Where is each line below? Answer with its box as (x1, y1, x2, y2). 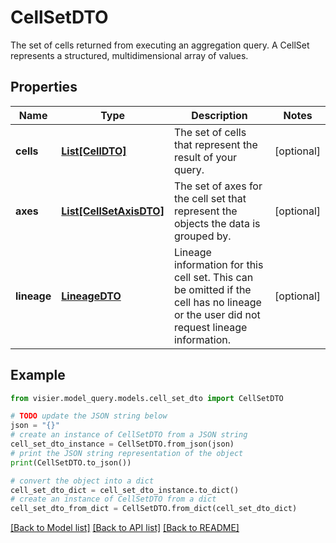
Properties (10, 79, 78, 96)
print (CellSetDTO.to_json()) (10, 457, 132, 468)
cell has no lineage (173, 295, 262, 309)
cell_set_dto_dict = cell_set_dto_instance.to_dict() (10, 485, 240, 495)
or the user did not (173, 307, 261, 321)
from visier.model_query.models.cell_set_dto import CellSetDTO (10, 393, 284, 403)
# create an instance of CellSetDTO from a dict (10, 494, 217, 505)
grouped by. (173, 229, 232, 243)
